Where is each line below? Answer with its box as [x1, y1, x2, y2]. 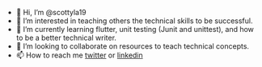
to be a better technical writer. [15, 33, 117, 42]
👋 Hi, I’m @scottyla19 [15, 8, 87, 17]
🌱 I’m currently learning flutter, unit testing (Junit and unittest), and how [15, 25, 255, 33]
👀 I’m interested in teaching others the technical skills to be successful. [15, 16, 253, 26]
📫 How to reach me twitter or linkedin [15, 50, 143, 60]
